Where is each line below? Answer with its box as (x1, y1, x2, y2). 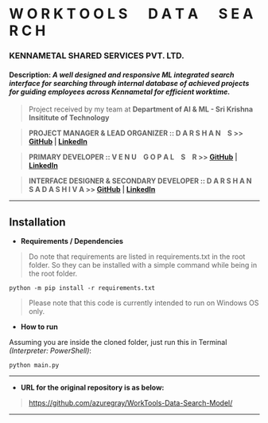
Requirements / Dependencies (20, 237, 124, 246)
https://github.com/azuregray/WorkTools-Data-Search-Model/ (28, 398, 233, 408)
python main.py (9, 362, 60, 370)
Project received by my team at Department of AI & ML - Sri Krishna (28, 104, 254, 114)
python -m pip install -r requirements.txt (9, 284, 156, 292)
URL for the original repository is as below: (20, 383, 165, 393)
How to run (20, 322, 58, 331)
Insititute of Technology (28, 113, 110, 123)
